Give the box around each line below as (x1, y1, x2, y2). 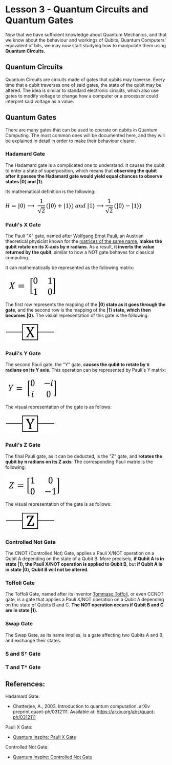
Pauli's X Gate (5, 221, 41, 228)
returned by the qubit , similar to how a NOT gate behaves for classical (5, 249, 155, 255)
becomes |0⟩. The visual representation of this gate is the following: (5, 312, 149, 319)
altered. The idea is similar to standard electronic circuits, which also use (5, 87, 159, 93)
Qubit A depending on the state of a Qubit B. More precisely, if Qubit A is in (5, 556, 164, 562)
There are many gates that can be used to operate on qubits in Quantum (5, 127, 158, 133)
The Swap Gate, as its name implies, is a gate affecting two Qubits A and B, (5, 632, 164, 638)
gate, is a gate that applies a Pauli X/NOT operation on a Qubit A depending (5, 597, 164, 603)
